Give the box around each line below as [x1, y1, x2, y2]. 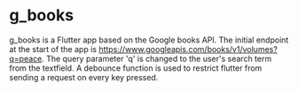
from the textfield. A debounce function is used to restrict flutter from [9, 63, 263, 73]
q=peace [9, 53, 43, 64]
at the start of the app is [9, 43, 98, 54]
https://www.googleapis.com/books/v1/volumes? [98, 43, 278, 54]
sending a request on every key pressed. [9, 72, 159, 82]
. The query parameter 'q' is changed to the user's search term [41, 53, 272, 64]
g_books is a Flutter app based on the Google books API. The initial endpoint [9, 34, 289, 45]
